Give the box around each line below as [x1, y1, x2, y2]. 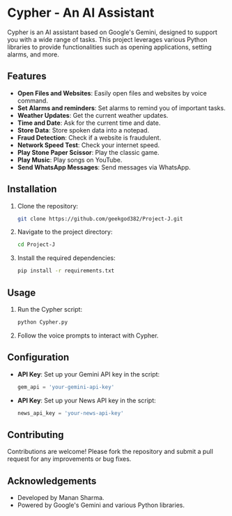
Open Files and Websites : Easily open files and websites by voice [17, 89, 207, 97]
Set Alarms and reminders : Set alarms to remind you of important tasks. [17, 103, 226, 112]
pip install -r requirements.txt [17, 267, 115, 275]
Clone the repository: [17, 202, 79, 210]
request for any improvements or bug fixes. [7, 455, 132, 463]
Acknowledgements [7, 475, 97, 487]
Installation [7, 183, 57, 195]
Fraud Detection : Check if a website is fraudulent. [17, 133, 162, 142]
